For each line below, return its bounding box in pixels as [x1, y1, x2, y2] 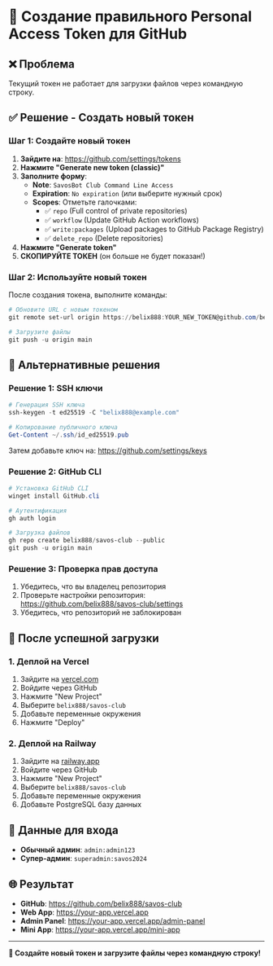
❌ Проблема [8, 57, 75, 71]
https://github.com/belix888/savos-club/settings [19, 599, 184, 609]
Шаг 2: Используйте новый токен [8, 271, 148, 283]
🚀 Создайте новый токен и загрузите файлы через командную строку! [8, 948, 262, 958]
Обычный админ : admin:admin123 [19, 845, 136, 854]
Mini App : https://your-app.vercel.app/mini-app [19, 924, 180, 934]
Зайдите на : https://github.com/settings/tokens [19, 154, 181, 164]
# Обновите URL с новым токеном [8, 305, 118, 314]
